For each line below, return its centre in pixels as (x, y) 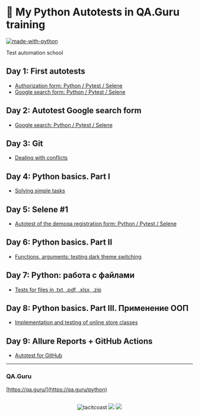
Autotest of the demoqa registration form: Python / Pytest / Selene (96, 224)
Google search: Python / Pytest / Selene (64, 125)
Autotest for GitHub (38, 355)
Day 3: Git (25, 143)
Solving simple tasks (40, 191)
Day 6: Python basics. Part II (59, 242)
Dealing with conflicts (41, 158)
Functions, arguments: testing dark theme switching (78, 256)
